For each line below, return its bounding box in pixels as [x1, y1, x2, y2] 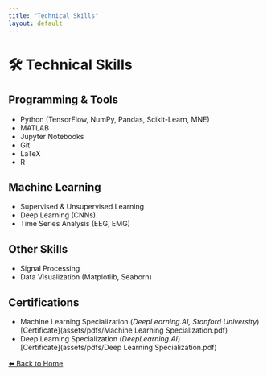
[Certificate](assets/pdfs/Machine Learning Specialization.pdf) [19, 325, 228, 335]
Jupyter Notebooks [19, 131, 84, 141]
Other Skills [8, 242, 68, 256]
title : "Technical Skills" [8, 11, 99, 20]
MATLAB [19, 122, 50, 133]
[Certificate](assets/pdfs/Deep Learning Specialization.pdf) [19, 342, 217, 352]
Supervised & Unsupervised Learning [19, 202, 145, 212]
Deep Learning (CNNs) [19, 210, 97, 220]
